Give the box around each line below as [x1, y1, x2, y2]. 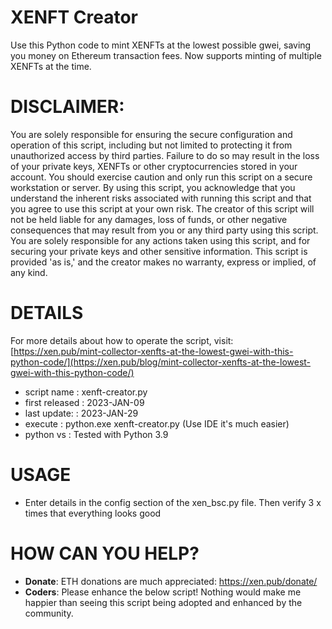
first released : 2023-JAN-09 [24, 396, 145, 408]
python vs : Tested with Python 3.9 [24, 428, 169, 440]
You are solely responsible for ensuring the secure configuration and [10, 128, 293, 140]
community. [24, 607, 74, 619]
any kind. [10, 266, 48, 278]
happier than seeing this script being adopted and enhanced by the [24, 596, 303, 608]
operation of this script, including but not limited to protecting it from [10, 139, 293, 151]
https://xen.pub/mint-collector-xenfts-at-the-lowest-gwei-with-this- [13, 345, 294, 357]
